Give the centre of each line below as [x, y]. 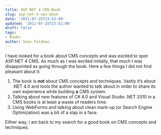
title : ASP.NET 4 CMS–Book [33, 10]
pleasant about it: [23, 71]
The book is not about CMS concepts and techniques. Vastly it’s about [84, 81]
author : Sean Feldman [27, 42]
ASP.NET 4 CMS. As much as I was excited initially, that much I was [74, 61]
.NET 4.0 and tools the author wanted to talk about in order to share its [84, 86]
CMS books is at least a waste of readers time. [60, 102]
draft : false [19, 28]
